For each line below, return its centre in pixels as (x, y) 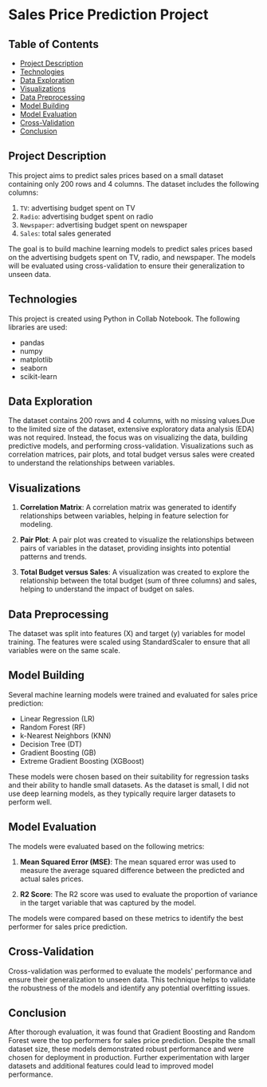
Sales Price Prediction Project (108, 15)
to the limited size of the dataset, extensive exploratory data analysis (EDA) (132, 429)
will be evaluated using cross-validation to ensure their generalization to (127, 266)
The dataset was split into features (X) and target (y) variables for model (127, 634)
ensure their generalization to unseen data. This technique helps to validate (132, 979)
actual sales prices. (51, 879)
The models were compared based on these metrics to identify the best (126, 918)
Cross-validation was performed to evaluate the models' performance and (130, 970)
